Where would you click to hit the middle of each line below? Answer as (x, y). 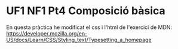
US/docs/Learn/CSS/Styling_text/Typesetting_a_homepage (79, 40)
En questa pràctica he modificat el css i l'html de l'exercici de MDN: (89, 27)
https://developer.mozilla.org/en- (47, 33)
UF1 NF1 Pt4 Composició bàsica (86, 11)
